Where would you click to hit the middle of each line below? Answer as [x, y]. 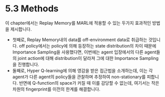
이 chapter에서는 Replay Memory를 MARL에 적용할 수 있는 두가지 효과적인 [78, 23]
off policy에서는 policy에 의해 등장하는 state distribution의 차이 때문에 [88, 46]
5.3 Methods [32, 9]
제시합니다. [21, 29]
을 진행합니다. [26, 64]
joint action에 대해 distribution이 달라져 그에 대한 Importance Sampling [88, 58]
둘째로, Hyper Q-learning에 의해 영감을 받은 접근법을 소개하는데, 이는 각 [82, 70]
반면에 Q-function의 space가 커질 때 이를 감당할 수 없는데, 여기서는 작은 [89, 83]
